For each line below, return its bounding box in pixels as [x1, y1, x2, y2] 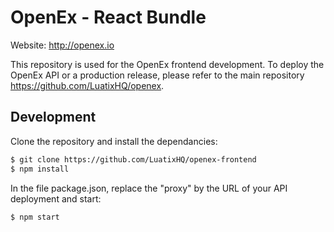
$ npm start [10, 212, 60, 222]
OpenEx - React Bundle [10, 6, 207, 29]
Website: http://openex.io [10, 39, 115, 51]
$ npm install [10, 164, 70, 174]
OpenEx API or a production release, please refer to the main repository [10, 69, 305, 81]
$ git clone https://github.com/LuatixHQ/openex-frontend [10, 154, 257, 165]
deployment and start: [10, 192, 102, 205]
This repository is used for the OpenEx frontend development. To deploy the [10, 58, 325, 70]
